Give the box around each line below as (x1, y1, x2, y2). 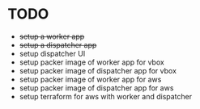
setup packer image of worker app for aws (19, 74, 162, 84)
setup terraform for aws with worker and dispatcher (19, 91, 193, 101)
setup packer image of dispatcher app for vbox (19, 65, 177, 75)
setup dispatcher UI (19, 48, 86, 58)
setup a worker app (19, 31, 85, 41)
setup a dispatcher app (19, 40, 97, 49)
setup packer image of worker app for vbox (19, 57, 165, 67)
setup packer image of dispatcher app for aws (19, 82, 174, 93)
